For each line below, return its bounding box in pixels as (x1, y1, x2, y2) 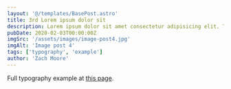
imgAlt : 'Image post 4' (7, 42, 76, 49)
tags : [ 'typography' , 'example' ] (7, 49, 103, 56)
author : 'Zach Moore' (7, 55, 69, 62)
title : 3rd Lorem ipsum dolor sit (7, 17, 107, 23)
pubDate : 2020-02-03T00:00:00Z (7, 29, 97, 37)
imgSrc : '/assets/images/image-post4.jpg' (7, 36, 131, 43)
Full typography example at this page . (7, 74, 114, 82)
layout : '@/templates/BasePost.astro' (7, 10, 118, 17)
